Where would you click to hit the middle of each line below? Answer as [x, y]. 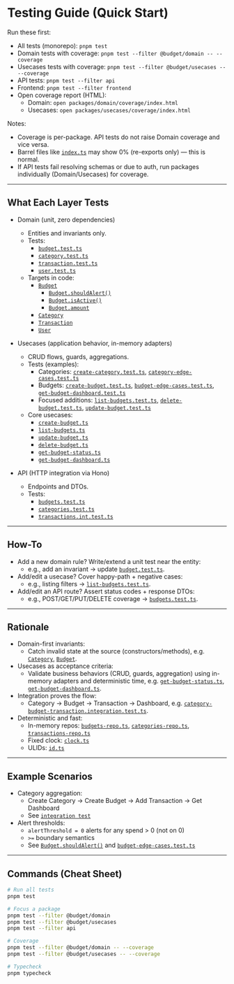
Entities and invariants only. [67, 233]
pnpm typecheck [29, 973]
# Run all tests [31, 890]
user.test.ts [57, 270]
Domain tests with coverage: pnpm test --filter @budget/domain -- [115, 53]
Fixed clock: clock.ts [58, 740]
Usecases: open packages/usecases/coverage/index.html [109, 110]
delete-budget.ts [63, 445]
